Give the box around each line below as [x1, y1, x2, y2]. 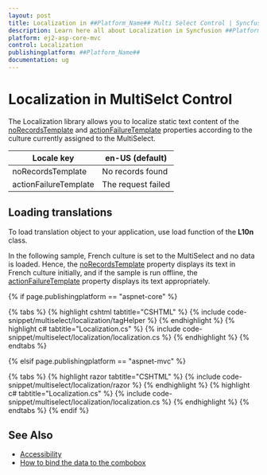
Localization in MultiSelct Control [8, 91, 233, 108]
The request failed [102, 178, 171, 189]
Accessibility [19, 450, 62, 459]
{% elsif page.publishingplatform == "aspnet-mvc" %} [8, 356, 187, 366]
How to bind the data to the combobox [19, 458, 146, 468]
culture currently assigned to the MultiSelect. [8, 133, 157, 143]
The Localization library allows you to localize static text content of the [8, 116, 240, 126]
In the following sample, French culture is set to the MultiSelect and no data [8, 251, 256, 260]
